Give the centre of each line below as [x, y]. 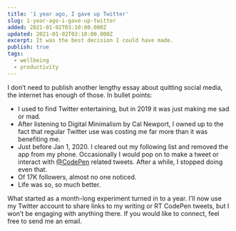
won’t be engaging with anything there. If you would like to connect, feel [113, 213]
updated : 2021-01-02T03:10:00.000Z [60, 34]
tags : [15, 54]
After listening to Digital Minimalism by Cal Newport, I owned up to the [120, 124]
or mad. [29, 116]
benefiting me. [39, 139]
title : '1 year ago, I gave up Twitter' [68, 14]
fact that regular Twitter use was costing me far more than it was [113, 131]
